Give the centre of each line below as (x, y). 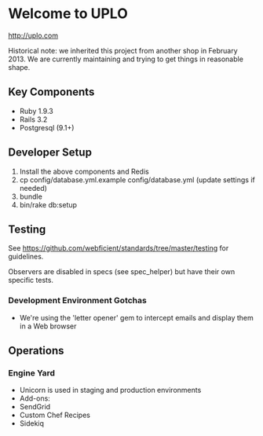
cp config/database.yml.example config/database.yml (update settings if (137, 180)
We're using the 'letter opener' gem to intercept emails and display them (136, 317)
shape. (19, 67)
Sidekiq (32, 423)
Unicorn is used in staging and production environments (110, 390)
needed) (33, 188)
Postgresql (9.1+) (47, 127)
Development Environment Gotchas (77, 301)
